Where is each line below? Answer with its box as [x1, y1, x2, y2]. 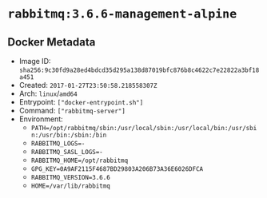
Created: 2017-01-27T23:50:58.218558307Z [18, 81, 157, 89]
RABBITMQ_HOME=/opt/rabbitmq [30, 156, 129, 164]
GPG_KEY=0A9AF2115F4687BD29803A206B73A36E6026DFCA [30, 165, 204, 173]
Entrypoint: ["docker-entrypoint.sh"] [18, 97, 144, 106]
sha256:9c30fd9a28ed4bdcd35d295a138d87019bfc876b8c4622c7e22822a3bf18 [18, 66, 260, 74]
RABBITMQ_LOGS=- [30, 140, 86, 148]
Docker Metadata [7, 35, 96, 49]
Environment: [18, 114, 63, 124]
